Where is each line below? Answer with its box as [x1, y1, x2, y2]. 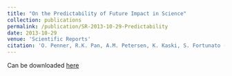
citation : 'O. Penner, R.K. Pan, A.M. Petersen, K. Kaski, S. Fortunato [7, 42, 221, 49]
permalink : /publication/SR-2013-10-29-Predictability [7, 23, 168, 30]
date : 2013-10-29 [7, 29, 57, 37]
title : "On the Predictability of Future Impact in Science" [7, 10, 187, 17]
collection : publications [7, 17, 81, 23]
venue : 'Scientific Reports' [7, 36, 91, 43]
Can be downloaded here [7, 61, 79, 69]
